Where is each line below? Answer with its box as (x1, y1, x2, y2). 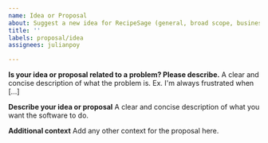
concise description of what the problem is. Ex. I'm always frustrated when (8, 79, 254, 88)
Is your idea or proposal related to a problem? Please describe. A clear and (8, 70, 259, 79)
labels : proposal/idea (8, 33, 84, 42)
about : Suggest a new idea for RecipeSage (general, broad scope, (8, 19, 234, 27)
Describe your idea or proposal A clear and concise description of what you (8, 102, 260, 112)
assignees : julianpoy (8, 41, 81, 49)
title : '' (8, 26, 41, 34)
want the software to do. (8, 110, 89, 120)
